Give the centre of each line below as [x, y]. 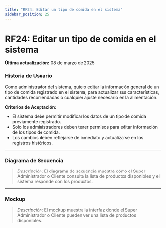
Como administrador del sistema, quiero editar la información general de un [82, 87]
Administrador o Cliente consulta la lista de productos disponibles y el [88, 176]
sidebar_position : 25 [27, 14]
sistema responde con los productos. [55, 182]
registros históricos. [33, 143]
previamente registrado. [37, 121]
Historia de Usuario [29, 76]
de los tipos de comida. [36, 132]
